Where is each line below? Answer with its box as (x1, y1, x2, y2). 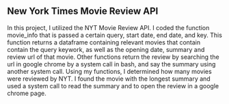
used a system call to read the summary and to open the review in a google (7, 81, 219, 90)
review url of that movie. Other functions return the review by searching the (7, 53, 220, 61)
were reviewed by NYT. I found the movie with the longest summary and (7, 75, 211, 83)
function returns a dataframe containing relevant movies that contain (7, 38, 201, 47)
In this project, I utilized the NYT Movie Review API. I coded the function (7, 23, 210, 31)
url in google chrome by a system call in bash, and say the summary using (7, 60, 216, 68)
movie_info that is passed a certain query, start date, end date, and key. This (7, 31, 222, 39)
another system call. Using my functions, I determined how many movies (7, 67, 212, 75)
